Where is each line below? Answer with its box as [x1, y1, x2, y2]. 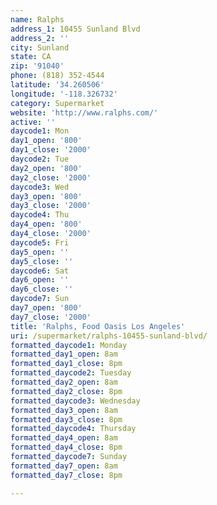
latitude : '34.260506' [10, 80, 105, 90]
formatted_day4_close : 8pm [10, 442, 123, 453]
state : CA [10, 52, 52, 62]
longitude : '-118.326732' [10, 89, 118, 99]
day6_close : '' [10, 284, 74, 295]
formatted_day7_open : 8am [10, 461, 118, 471]
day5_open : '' [10, 247, 70, 257]
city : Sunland [10, 42, 70, 53]
